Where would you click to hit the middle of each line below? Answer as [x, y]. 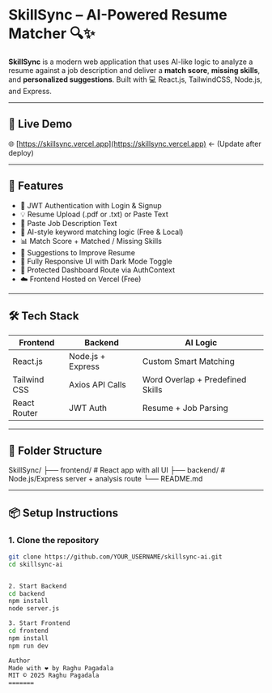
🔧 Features [36, 186]
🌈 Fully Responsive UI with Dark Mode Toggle [96, 261]
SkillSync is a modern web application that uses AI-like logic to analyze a [131, 62]
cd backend [27, 593]
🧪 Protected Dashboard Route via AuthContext [98, 270]
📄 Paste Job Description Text [68, 223]
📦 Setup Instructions [64, 513]
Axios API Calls [98, 385]
